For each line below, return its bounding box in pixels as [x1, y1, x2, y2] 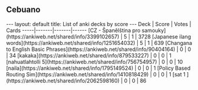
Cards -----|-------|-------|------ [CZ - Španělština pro [6, 27, 141, 34]
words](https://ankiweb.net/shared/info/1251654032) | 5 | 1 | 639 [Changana [6, 39, 193, 46]
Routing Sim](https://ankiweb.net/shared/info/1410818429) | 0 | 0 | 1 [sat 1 [6, 70, 186, 78]
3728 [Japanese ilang [138, 33, 191, 40]
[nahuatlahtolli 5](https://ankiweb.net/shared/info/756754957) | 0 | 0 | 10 [6, 58, 183, 65]
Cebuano [6, 5, 41, 15]
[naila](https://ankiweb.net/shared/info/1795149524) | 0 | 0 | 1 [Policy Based [6, 65, 191, 72]
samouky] [141, 27, 166, 34]
